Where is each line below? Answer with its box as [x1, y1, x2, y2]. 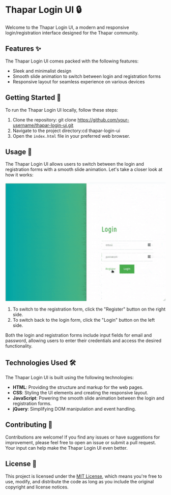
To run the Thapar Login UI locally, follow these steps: [5, 107, 119, 113]
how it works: [5, 172, 34, 178]
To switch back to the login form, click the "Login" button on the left [12, 317, 155, 323]
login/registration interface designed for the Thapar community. [5, 29, 139, 36]
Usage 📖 [5, 147, 32, 156]
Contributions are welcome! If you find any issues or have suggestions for [5, 434, 160, 440]
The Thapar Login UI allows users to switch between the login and [5, 161, 144, 167]
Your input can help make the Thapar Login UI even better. [5, 445, 128, 451]
